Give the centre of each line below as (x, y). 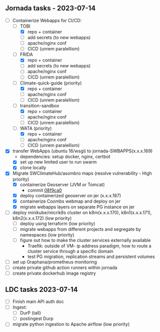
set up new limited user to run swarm (58, 162)
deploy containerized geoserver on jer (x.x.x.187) (70, 195)
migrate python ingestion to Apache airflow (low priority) (71, 324)
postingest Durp (37, 318)
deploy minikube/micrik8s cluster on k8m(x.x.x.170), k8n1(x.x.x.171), (82, 212)
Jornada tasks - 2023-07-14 (51, 8)
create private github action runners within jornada (65, 268)
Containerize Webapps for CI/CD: (47, 20)
